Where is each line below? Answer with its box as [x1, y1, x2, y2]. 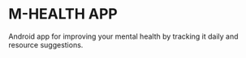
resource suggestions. [8, 39, 84, 49]
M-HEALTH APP [8, 5, 118, 23]
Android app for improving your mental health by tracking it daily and [8, 31, 239, 41]
